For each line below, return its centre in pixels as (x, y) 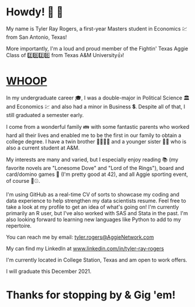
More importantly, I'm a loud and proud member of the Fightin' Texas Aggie (97, 48)
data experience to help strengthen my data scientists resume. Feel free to (96, 201)
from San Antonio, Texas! (37, 37)
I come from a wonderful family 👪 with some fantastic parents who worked (98, 126)
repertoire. (19, 225)
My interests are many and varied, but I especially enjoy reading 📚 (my (92, 159)
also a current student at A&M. (43, 148)
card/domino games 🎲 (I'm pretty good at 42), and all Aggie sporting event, (97, 174)
